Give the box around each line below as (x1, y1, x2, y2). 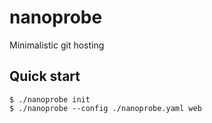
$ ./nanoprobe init (9, 94, 91, 105)
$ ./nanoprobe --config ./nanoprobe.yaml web (9, 103, 202, 113)
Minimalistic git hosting (9, 39, 105, 51)
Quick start (9, 68, 81, 85)
